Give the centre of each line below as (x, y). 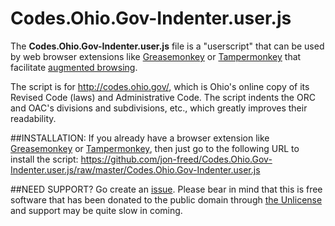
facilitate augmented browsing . (74, 67)
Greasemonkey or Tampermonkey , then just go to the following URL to (155, 148)
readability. (33, 118)
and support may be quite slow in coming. (96, 210)
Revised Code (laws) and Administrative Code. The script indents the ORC (163, 97)
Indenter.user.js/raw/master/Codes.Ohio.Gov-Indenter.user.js (135, 169)
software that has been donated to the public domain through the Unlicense (166, 199)
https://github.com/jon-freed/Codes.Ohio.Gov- (176, 159)
